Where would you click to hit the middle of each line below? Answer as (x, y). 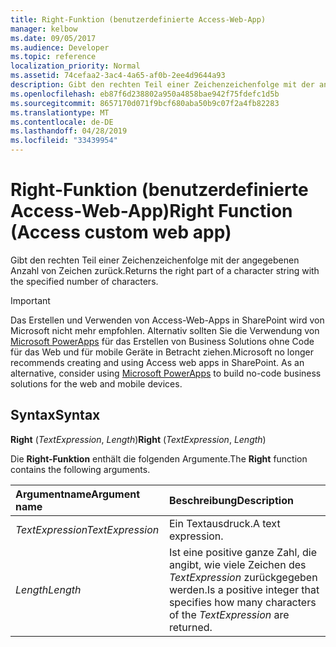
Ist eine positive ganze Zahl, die (243, 552)
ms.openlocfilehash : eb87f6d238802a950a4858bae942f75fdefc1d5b (145, 94)
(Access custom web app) (121, 232)
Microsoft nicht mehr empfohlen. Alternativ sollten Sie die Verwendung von (165, 330)
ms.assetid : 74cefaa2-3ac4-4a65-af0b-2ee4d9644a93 (118, 76)
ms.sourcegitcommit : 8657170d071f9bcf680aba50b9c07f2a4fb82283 (145, 103)
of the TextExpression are (229, 614)
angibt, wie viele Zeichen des (237, 564)
